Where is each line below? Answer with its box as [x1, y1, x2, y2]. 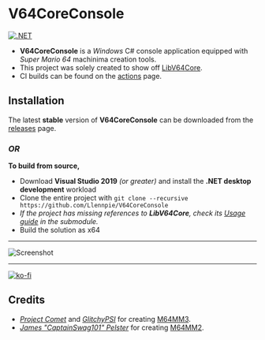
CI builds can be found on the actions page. [19, 71, 162, 80]
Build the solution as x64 [19, 226, 101, 235]
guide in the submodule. [19, 217, 99, 226]
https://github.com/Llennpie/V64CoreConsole [19, 202, 169, 210]
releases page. [8, 123, 57, 133]
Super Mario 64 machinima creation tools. [19, 54, 157, 64]
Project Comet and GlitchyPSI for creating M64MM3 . [19, 314, 192, 323]
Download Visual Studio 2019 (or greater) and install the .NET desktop [19, 177, 252, 186]
